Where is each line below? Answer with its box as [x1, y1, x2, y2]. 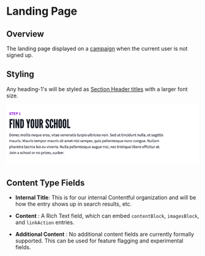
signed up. [6, 51, 34, 59]
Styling [6, 69, 35, 80]
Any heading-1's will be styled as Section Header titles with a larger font [6, 85, 188, 92]
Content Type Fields [6, 178, 85, 188]
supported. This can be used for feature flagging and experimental [15, 237, 184, 244]
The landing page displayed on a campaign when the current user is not [6, 45, 188, 52]
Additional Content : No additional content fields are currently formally [15, 230, 195, 238]
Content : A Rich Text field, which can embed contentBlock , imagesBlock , [15, 212, 199, 219]
